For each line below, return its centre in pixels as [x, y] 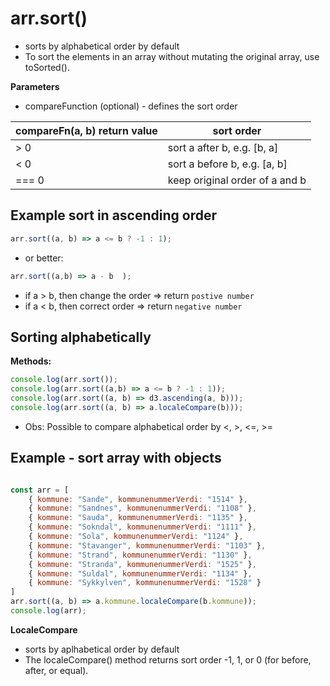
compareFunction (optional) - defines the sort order [131, 106]
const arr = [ [40, 490]
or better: [44, 258]
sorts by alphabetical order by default [102, 46]
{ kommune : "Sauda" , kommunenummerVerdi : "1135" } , [138, 518]
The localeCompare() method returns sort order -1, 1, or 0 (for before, [168, 659]
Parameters [35, 86]
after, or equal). [56, 670]
